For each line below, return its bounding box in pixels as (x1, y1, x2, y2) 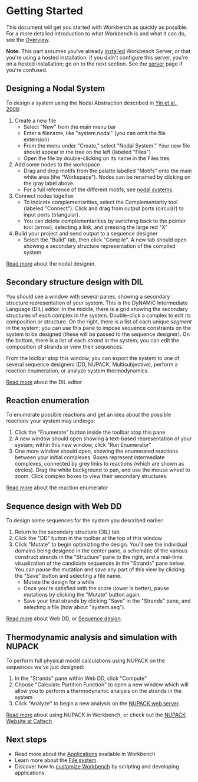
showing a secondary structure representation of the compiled (23, 242, 176, 249)
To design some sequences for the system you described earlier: (6, 517, 164, 524)
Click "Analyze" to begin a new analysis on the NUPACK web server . (14, 700, 180, 706)
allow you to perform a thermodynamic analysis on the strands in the (14, 688, 182, 694)
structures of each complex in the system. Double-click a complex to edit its (6, 312, 192, 319)
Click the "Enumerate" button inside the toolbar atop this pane (14, 429, 166, 436)
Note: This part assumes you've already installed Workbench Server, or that (6, 47, 191, 54)
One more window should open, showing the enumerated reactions (14, 447, 179, 455)
